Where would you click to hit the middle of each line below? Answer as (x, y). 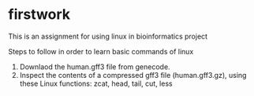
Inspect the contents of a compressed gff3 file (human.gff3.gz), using (133, 75)
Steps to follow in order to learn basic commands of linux (101, 51)
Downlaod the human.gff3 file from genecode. (95, 66)
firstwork (39, 15)
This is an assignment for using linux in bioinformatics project (108, 36)
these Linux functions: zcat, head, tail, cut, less (96, 83)
